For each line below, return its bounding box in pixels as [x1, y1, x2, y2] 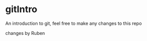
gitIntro [5, 4, 38, 15]
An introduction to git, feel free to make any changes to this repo [5, 20, 142, 26]
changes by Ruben [5, 30, 45, 36]
